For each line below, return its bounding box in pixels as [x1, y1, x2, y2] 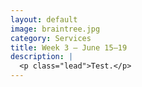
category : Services [10, 33, 92, 43]
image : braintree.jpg [10, 24, 101, 34]
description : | [10, 52, 74, 62]
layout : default [10, 14, 78, 25]
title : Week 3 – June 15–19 [10, 42, 128, 53]
